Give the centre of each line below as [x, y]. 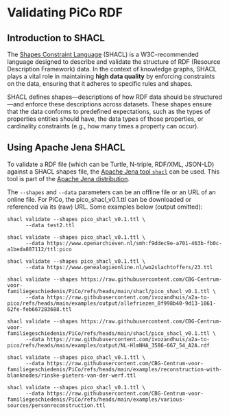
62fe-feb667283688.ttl [39, 309]
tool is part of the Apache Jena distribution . [69, 178]
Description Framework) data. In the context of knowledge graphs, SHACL [112, 69]
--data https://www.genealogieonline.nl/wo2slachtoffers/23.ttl [119, 267]
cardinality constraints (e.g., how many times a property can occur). [103, 126]
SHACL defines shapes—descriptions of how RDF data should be [99, 97]
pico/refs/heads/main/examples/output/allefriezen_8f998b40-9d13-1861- [111, 303]
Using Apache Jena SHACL [66, 148]
